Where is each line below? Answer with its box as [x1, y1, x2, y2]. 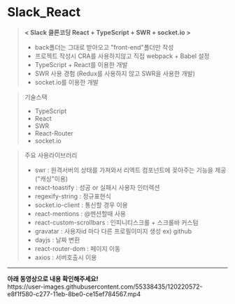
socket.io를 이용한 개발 [34, 78, 99, 86]
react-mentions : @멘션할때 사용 [34, 209, 126, 217]
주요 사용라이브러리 [24, 151, 78, 159]
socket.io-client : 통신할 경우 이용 [34, 201, 128, 209]
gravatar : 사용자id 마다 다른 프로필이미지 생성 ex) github [34, 226, 192, 235]
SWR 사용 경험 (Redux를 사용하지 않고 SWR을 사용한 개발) [34, 69, 196, 78]
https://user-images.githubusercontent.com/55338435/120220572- [7, 282, 203, 291]
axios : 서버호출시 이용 [34, 253, 97, 261]
